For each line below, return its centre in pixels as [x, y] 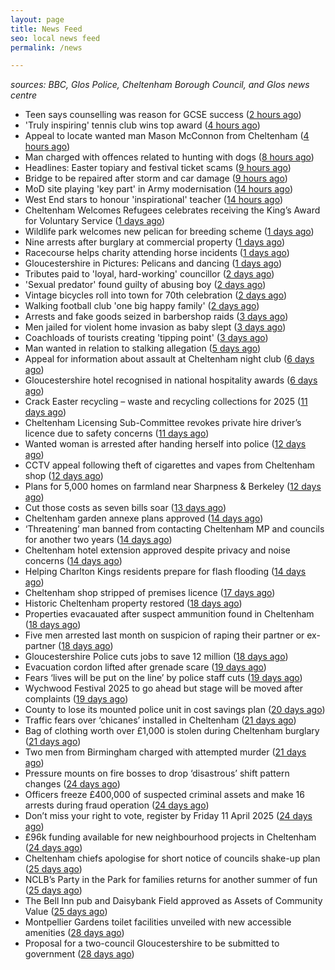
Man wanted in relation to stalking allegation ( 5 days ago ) [143, 348]
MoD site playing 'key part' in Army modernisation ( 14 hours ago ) [159, 189]
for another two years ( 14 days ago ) [98, 540]
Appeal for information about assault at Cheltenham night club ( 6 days [169, 359]
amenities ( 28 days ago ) [74, 933]
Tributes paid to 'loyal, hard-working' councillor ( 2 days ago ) [149, 274]
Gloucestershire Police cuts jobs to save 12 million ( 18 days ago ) [156, 657]
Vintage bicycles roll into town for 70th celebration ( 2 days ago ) [156, 295]
